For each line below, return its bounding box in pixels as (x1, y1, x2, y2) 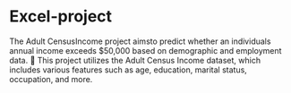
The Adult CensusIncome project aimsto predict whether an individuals (9, 36, 271, 46)
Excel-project (9, 6, 113, 27)
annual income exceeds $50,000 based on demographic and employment (9, 45, 282, 55)
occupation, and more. (9, 73, 93, 84)
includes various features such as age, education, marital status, (9, 64, 248, 75)
